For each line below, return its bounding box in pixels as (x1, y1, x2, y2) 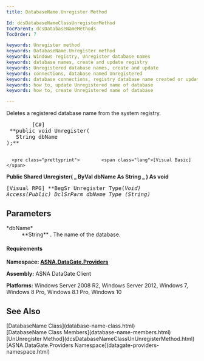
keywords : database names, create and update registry (6, 59, 148, 65)
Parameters (6, 208, 52, 219)
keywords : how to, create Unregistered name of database (6, 88, 154, 94)
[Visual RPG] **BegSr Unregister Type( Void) (6, 185, 141, 192)
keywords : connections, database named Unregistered (6, 71, 143, 77)
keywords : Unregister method (6, 42, 80, 49)
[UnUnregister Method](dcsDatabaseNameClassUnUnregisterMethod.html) (6, 335, 195, 342)
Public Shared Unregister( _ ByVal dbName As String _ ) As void (6, 173, 169, 180)
